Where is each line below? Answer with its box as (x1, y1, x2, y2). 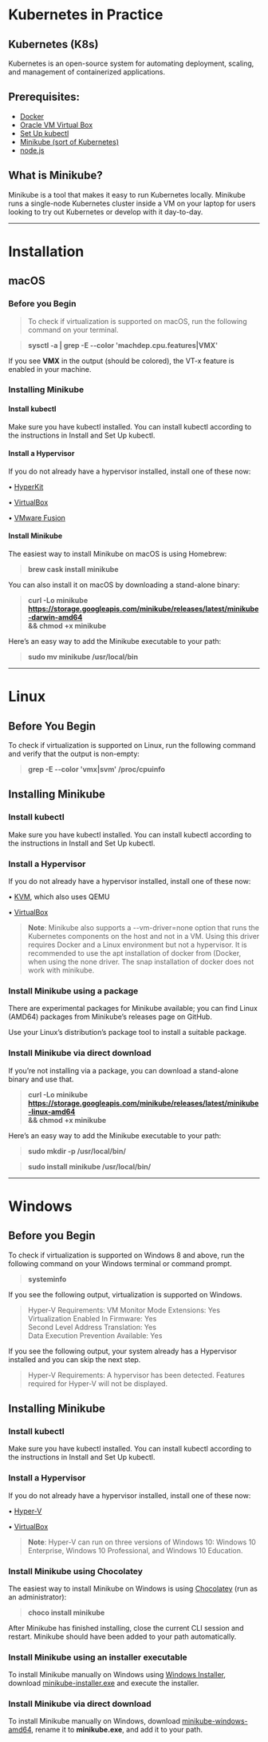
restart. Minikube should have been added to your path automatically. (8, 1632, 237, 1641)
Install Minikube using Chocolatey (8, 1565, 144, 1576)
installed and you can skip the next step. (8, 1354, 141, 1364)
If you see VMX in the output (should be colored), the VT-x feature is (8, 356, 235, 366)
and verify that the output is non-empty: (8, 749, 140, 759)
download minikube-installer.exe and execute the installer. (8, 1678, 199, 1688)
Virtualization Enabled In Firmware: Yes (27, 1313, 157, 1323)
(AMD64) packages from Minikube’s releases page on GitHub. (8, 1012, 213, 1021)
